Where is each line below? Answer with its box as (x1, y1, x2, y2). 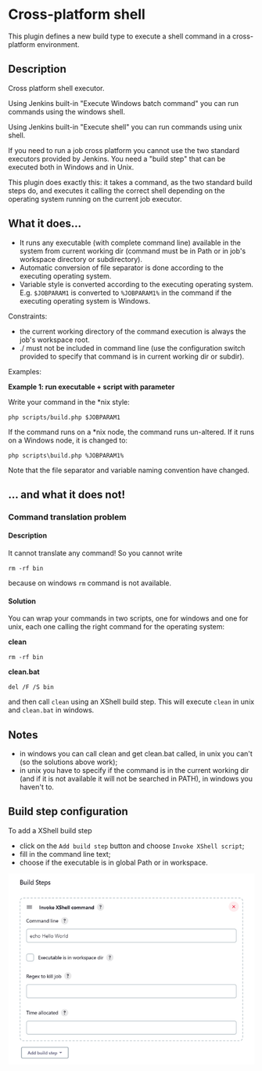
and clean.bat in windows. (8, 705, 95, 715)
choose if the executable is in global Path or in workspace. (19, 858, 209, 867)
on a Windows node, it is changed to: (8, 435, 127, 445)
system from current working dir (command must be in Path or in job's (19, 246, 246, 256)
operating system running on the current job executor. (8, 194, 182, 203)
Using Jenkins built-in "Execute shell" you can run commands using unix (8, 122, 242, 131)
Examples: (8, 366, 41, 376)
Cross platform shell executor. (8, 83, 105, 93)
